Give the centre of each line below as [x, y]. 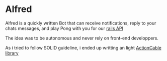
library [12, 53]
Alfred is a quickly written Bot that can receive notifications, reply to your [81, 23]
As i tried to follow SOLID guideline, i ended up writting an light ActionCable [83, 47]
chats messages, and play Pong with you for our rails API [64, 28]
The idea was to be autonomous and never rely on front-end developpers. [82, 38]
